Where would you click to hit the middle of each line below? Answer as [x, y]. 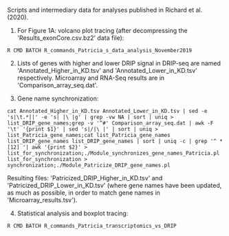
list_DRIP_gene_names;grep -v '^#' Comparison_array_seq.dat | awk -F [110, 123]
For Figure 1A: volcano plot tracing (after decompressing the [102, 31]
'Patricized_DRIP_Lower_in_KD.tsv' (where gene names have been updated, [115, 185]
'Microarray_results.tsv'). [42, 200]
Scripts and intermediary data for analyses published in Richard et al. [105, 10]
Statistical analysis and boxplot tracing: [73, 213]
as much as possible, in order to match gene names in [84, 193]
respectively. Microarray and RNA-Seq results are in [91, 78]
